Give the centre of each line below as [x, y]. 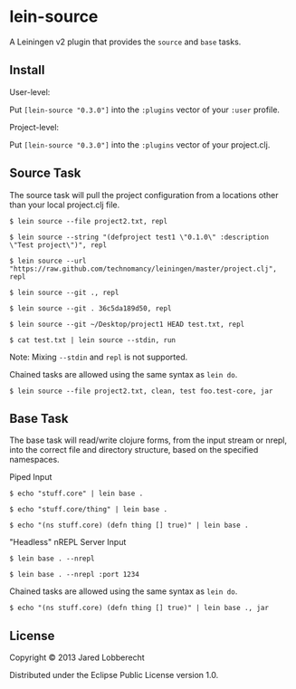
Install [27, 70]
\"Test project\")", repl [58, 245]
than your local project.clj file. [65, 205]
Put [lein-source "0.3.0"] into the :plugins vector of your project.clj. [140, 144]
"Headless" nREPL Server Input [68, 542]
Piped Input [31, 477]
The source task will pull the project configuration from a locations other [144, 195]
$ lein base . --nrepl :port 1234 [75, 575]
